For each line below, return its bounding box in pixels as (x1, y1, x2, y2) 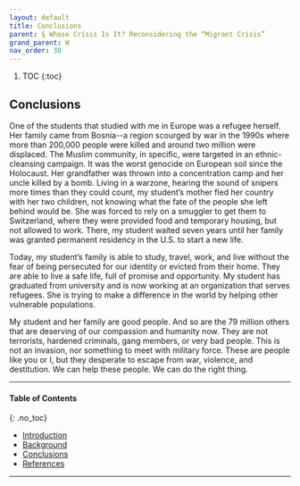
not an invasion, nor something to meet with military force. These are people (9, 345, 290, 356)
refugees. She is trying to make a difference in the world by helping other (9, 289, 279, 300)
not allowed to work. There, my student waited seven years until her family (9, 224, 284, 235)
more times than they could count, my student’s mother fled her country (9, 187, 274, 197)
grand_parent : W (9, 38, 70, 47)
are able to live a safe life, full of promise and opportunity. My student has (9, 270, 281, 281)
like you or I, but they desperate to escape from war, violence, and (9, 354, 254, 364)
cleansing (9, 158, 46, 169)
